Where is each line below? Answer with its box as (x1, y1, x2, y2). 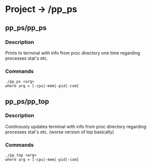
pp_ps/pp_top (5, 97, 49, 106)
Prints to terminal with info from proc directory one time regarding (5, 50, 141, 56)
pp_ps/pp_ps (5, 24, 47, 32)
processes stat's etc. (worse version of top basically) (5, 129, 114, 135)
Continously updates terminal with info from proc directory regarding (5, 123, 147, 129)
